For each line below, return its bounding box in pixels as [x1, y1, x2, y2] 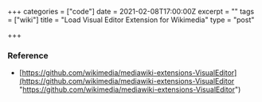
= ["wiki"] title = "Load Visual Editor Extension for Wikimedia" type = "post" [7, 15, 255, 25]
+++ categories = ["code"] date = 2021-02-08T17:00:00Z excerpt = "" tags [7, 7, 255, 16]
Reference [7, 50, 49, 61]
